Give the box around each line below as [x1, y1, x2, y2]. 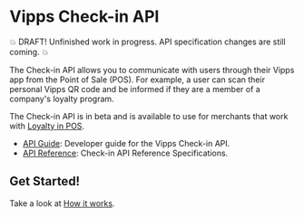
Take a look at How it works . [9, 197, 115, 209]
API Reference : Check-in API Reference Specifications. [22, 147, 229, 158]
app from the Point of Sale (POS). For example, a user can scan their [9, 74, 266, 85]
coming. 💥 [9, 46, 49, 57]
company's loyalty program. [9, 93, 115, 104]
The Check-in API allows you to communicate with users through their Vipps [9, 64, 295, 75]
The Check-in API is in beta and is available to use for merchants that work [9, 110, 289, 121]
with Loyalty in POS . [9, 120, 84, 131]
